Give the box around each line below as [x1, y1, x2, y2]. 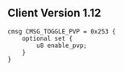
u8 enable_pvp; [36, 41, 88, 49]
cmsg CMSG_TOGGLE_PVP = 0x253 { [7, 27, 116, 35]
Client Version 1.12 [7, 6, 101, 20]
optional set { [22, 34, 73, 42]
